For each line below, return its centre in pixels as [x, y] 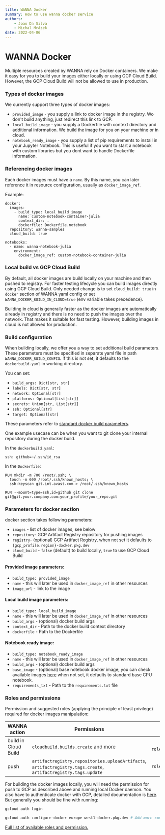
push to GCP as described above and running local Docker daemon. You [78, 790]
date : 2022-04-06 [23, 33]
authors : [14, 19]
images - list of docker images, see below [54, 529]
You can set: [18, 373]
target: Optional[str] [35, 415]
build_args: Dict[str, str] [41, 383]
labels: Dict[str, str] [37, 388]
